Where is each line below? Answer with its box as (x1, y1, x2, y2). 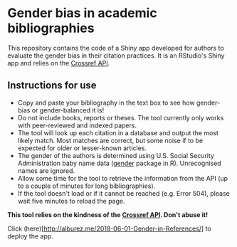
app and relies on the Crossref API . (7, 58, 110, 67)
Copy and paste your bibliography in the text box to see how (17, 98, 195, 107)
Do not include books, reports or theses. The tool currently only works (17, 113, 224, 122)
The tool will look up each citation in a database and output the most (17, 128, 219, 137)
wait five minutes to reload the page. (17, 196, 126, 205)
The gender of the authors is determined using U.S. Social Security (17, 151, 215, 159)
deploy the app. (7, 231, 53, 240)
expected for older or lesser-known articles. (17, 144, 147, 152)
